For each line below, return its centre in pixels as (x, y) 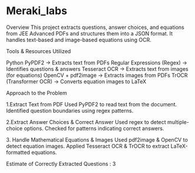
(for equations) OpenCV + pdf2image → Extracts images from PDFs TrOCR (97, 75)
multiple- (178, 122)
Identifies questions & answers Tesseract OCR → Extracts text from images (97, 68)
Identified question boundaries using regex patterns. (70, 110)
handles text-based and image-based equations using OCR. (79, 40)
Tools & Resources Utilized (39, 51)
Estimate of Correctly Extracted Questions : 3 (61, 164)
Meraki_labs (37, 11)
